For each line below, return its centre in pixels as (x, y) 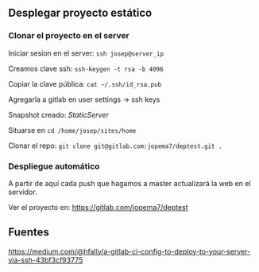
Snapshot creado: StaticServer (58, 115)
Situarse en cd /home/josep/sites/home (72, 130)
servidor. (23, 192)
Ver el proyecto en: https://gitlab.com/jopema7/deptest (98, 207)
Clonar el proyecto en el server (69, 36)
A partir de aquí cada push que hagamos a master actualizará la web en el (130, 183)
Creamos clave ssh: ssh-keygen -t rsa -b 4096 (86, 68)
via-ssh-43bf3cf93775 (46, 260)
